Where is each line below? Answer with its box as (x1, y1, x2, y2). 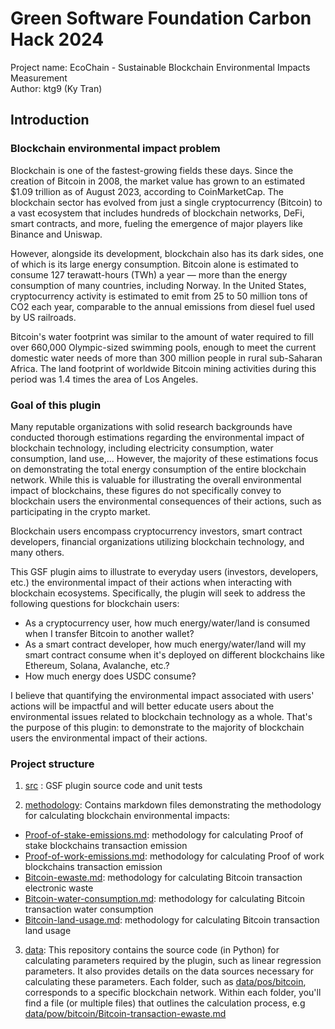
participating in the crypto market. (10, 505, 151, 517)
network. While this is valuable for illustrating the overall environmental (10, 473, 302, 486)
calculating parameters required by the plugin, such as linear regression (24, 955, 322, 967)
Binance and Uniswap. (10, 228, 103, 240)
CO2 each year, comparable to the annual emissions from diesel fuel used (10, 300, 316, 312)
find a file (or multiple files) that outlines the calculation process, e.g (24, 997, 306, 1009)
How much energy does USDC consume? (24, 670, 197, 682)
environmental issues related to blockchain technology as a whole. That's (10, 710, 313, 722)
